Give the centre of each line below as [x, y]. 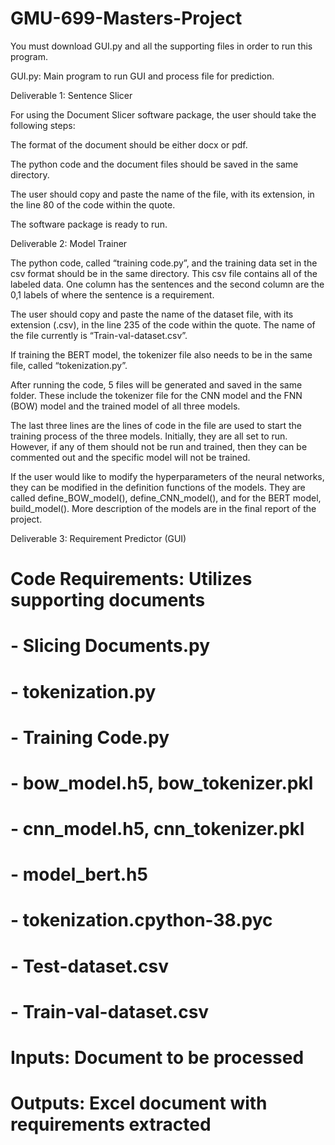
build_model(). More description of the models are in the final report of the [163, 508]
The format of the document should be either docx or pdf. [129, 144]
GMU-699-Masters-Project [126, 18]
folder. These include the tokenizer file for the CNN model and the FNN [156, 395]
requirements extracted [111, 1124]
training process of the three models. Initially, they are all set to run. [149, 436]
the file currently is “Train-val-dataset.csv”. [99, 335]
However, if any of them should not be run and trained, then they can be [159, 446]
